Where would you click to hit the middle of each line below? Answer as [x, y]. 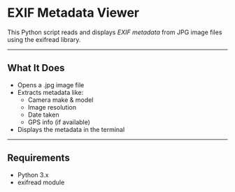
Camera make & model [60, 100]
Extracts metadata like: [50, 92]
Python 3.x [33, 175]
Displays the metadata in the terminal [71, 129]
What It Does [36, 68]
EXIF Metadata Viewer [73, 13]
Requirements [38, 158]
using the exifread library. [44, 39]
